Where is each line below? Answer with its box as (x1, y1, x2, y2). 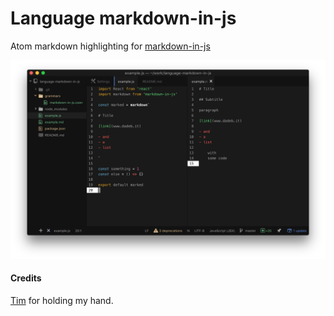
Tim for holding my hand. (10, 295, 114, 307)
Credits (10, 272, 42, 284)
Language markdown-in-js (10, 7, 237, 30)
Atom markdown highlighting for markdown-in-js (10, 40, 211, 52)
